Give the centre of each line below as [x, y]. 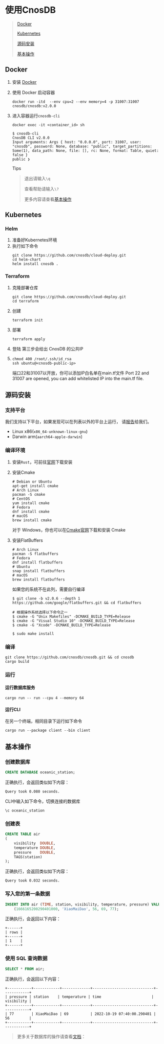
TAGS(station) [28, 857]
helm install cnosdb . [35, 264]
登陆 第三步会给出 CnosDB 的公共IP [48, 348]
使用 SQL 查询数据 [26, 958]
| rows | [14, 932]
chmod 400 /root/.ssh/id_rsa [42, 359]
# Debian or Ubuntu [32, 482]
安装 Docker [24, 82]
